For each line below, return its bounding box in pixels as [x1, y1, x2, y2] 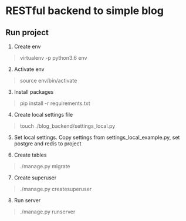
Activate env [13, 66, 45, 73]
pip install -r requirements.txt [19, 100, 90, 107]
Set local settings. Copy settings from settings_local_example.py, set [13, 134, 180, 141]
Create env [13, 43, 41, 50]
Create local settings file [13, 111, 73, 118]
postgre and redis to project [13, 140, 82, 147]
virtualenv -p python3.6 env [19, 55, 87, 61]
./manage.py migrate [19, 163, 70, 169]
